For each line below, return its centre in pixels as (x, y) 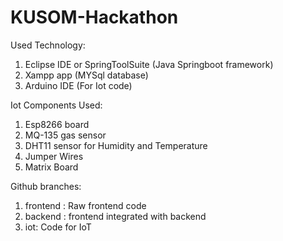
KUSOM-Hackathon (94, 17)
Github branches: (46, 186)
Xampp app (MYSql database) (86, 75)
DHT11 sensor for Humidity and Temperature (116, 145)
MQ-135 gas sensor (65, 135)
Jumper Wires (54, 156)
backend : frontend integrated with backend (115, 216)
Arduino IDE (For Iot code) (78, 85)
